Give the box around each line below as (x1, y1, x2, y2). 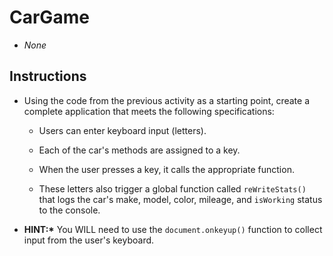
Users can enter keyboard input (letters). (38, 124, 207, 136)
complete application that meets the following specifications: (23, 105, 275, 117)
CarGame (9, 6, 90, 29)
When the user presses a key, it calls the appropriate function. (38, 163, 295, 175)
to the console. (38, 204, 101, 216)
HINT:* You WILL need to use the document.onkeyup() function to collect (23, 223, 323, 235)
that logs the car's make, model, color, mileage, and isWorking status (38, 193, 323, 205)
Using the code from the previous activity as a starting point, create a (23, 94, 311, 106)
